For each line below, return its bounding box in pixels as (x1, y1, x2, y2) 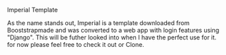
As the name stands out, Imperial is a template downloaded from (7, 19, 190, 26)
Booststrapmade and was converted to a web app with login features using (7, 26, 220, 34)
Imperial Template (7, 6, 58, 14)
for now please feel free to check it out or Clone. (7, 41, 144, 48)
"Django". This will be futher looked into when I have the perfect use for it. (7, 33, 217, 41)
